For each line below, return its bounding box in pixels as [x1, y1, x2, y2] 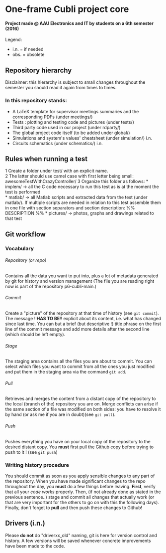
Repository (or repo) [5, 257, 47, 263]
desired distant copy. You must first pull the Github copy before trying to [5, 444, 154, 450]
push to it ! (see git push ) [5, 449, 58, 455]
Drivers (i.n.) [5, 519, 46, 528]
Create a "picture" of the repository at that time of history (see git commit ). [5, 310, 159, 316]
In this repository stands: [5, 97, 67, 104]
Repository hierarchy [5, 66, 72, 74]
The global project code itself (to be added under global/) [12, 130, 130, 136]
